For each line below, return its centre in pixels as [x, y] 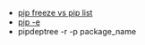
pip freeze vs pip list [55, 13]
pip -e [29, 22]
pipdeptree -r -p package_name [77, 31]
